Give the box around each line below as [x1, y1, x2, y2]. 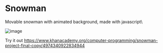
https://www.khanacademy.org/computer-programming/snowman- [24, 37, 158, 43]
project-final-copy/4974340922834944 [5, 42, 85, 48]
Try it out [5, 37, 23, 43]
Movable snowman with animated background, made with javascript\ [5, 19, 143, 25]
